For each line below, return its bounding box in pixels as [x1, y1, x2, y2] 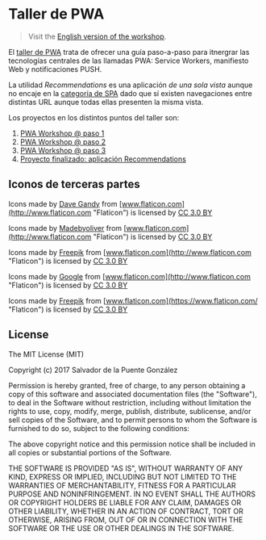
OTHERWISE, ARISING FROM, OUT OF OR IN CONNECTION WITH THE [8, 514, 243, 525]
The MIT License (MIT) [8, 349, 85, 359]
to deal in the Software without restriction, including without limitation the [8, 397, 251, 408]
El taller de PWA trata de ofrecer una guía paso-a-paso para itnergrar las [8, 47, 250, 57]
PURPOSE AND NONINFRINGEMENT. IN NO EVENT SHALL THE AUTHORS [8, 489, 256, 499]
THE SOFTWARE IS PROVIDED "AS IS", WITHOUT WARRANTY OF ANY [8, 463, 243, 473]
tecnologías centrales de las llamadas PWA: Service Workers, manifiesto [8, 56, 249, 65]
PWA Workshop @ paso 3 [19, 145, 106, 155]
